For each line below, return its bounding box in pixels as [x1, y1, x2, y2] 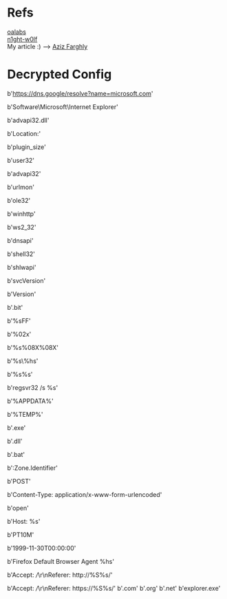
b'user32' [7, 156, 35, 164]
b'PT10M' [7, 530, 34, 539]
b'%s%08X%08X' [7, 343, 58, 351]
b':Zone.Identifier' [7, 464, 58, 472]
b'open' [7, 504, 29, 512]
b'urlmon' [7, 183, 34, 191]
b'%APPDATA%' [7, 397, 54, 405]
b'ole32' [7, 196, 31, 204]
